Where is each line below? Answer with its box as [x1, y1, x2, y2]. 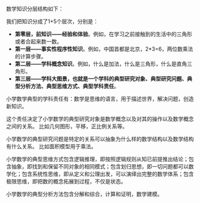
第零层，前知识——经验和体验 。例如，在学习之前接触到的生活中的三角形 [14, 30, 192, 38]
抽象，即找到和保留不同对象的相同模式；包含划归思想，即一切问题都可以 [11, 163, 189, 170]
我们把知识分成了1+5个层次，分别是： [6, 18, 99, 25]
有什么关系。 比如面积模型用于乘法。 [6, 143, 96, 150]
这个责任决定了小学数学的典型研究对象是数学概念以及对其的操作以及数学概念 [6, 115, 194, 122]
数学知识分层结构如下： [6, 5, 64, 12]
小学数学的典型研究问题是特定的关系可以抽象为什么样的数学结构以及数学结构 [6, 136, 194, 142]
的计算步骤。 [14, 53, 46, 60]
